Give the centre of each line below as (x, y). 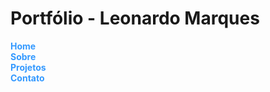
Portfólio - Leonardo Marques (135, 18)
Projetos (28, 67)
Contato (27, 78)
